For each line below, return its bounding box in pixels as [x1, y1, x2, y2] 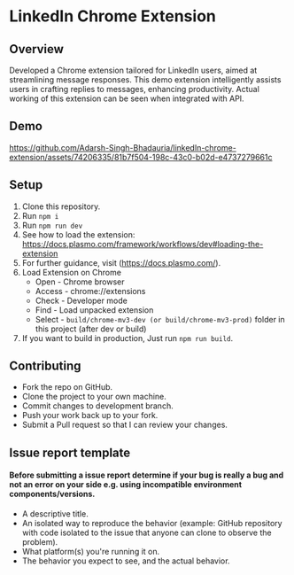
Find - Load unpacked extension [35, 304, 154, 315]
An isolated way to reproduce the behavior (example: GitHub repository [21, 518, 282, 529]
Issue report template [9, 445, 131, 460]
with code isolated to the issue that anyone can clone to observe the [21, 527, 272, 538]
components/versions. [9, 489, 96, 500]
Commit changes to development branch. [21, 400, 174, 411]
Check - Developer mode [35, 295, 128, 306]
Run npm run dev [21, 220, 83, 230]
